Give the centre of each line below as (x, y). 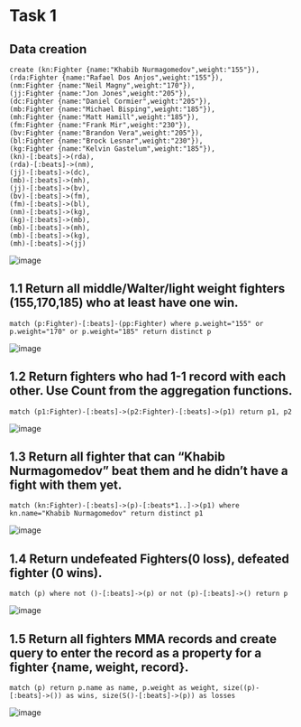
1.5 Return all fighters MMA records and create (143, 639)
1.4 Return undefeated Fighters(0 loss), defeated (150, 559)
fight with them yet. (66, 485)
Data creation (48, 49)
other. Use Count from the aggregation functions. (151, 391)
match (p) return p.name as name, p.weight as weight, (114, 688)
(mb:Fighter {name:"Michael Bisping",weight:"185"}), (113, 109)
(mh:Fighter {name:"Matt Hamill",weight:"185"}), (105, 117)
